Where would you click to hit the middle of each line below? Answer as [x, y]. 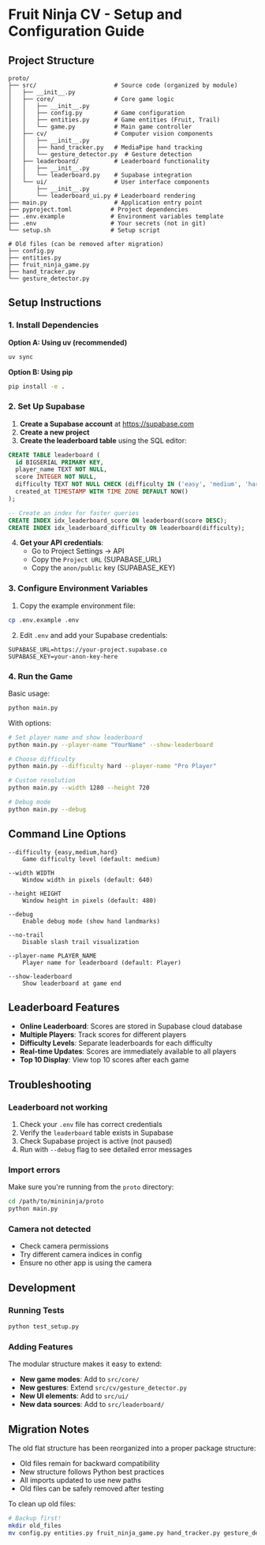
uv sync [21, 356]
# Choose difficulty [42, 759]
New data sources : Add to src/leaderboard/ [92, 1405]
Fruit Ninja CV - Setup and [95, 15]
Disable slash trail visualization [81, 942]
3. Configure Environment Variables [78, 588]
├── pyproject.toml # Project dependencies [99, 210]
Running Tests [36, 1310]
